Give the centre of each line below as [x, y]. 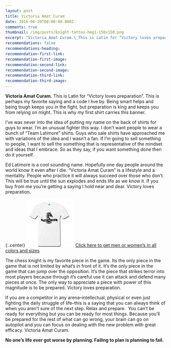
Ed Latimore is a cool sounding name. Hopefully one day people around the [84, 165]
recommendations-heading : [33, 49]
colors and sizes [22, 251]
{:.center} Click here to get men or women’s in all [81, 245]
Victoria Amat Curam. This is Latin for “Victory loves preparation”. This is [82, 96]
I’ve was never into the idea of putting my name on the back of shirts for [81, 122]
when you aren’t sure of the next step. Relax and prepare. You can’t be [80, 308]
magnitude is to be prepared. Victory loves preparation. [63, 288]
